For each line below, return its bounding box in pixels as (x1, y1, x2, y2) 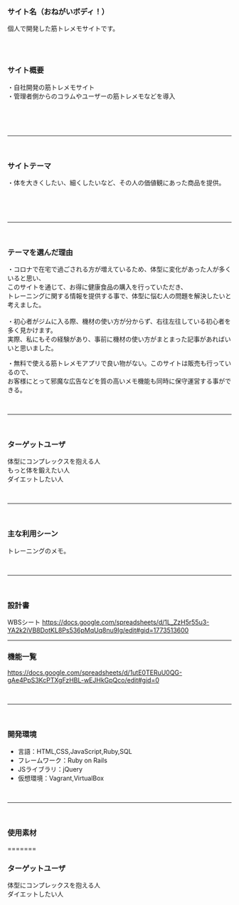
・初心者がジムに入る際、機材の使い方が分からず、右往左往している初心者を (7, 317, 231, 326)
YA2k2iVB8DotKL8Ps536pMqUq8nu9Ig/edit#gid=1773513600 (7, 626, 189, 635)
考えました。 (7, 301, 45, 310)
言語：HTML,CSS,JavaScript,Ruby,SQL (17, 747, 133, 755)
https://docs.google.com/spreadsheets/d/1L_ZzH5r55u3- (41, 618, 210, 627)
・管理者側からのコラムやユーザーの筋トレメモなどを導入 (7, 91, 176, 101)
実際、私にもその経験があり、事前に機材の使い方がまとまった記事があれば (7, 335, 225, 344)
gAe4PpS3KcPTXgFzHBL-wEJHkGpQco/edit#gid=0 (7, 676, 160, 685)
